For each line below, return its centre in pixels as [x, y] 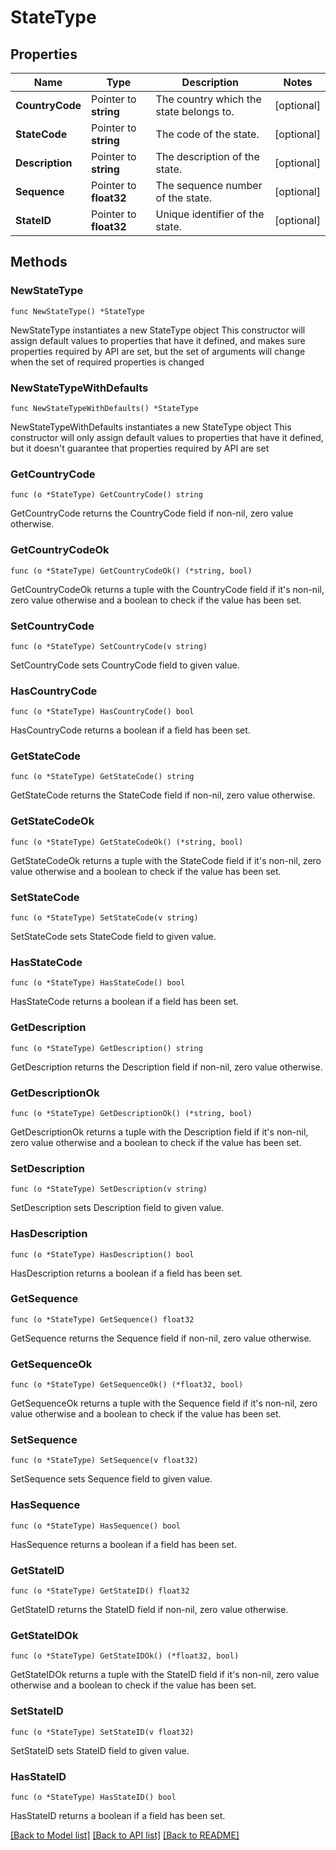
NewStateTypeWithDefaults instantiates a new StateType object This [151, 427]
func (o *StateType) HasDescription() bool [102, 1254]
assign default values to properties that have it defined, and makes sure [158, 340]
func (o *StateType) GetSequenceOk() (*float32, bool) [127, 1385]
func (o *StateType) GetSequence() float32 [102, 1319]
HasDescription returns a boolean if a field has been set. [126, 1273]
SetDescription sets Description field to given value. [117, 1208]
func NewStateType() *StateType [77, 311]
